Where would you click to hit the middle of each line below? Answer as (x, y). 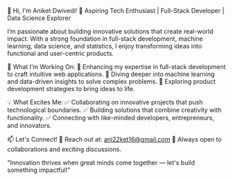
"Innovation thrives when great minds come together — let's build (101, 163)
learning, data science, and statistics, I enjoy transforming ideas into (105, 46)
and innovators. (29, 125)
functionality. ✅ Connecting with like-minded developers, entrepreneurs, (111, 118)
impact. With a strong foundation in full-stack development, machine (105, 39)
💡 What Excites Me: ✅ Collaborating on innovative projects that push (105, 102)
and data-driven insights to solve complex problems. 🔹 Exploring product (112, 82)
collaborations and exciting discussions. (64, 149)
